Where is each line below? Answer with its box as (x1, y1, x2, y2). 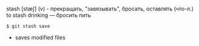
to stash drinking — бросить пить (6, 11, 91, 19)
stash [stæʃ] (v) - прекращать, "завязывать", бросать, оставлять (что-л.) (6, 5, 194, 12)
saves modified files (15, 34, 66, 41)
